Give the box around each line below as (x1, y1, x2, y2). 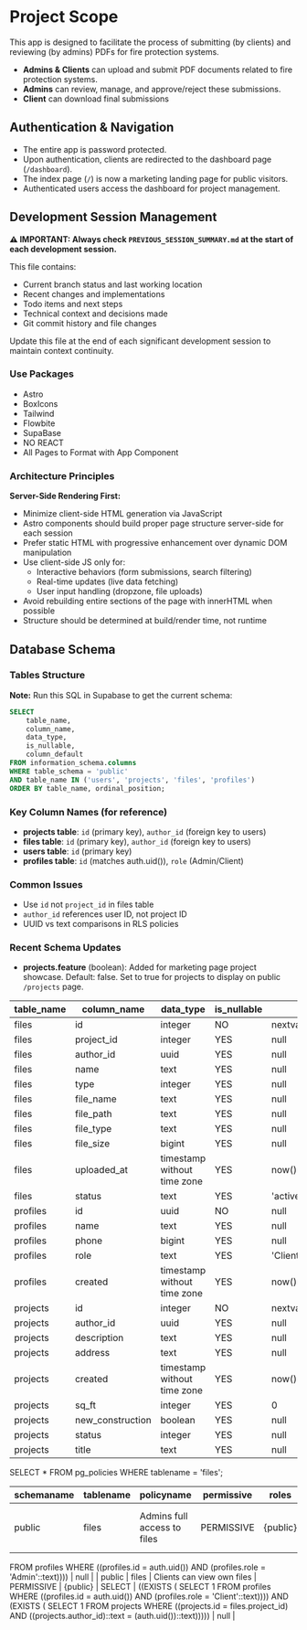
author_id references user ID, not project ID (22, 909, 187, 920)
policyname (139, 1488, 192, 1501)
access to (139, 1521, 182, 1534)
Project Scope (9, 6, 119, 27)
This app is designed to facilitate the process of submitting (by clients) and (9, 37, 291, 48)
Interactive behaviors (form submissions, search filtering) (36, 567, 253, 578)
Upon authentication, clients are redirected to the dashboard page (22, 154, 272, 165)
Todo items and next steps (22, 298, 123, 309)
